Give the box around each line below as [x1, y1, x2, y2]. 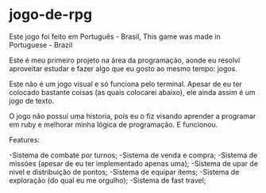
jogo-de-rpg [9, 6, 93, 24]
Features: [9, 134, 40, 144]
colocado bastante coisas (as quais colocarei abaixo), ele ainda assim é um [9, 87, 256, 96]
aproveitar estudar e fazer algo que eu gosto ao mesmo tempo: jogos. [9, 63, 237, 73]
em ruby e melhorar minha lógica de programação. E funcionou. [9, 119, 218, 129]
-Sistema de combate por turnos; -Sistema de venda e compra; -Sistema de [9, 150, 258, 160]
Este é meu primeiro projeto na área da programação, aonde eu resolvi [9, 55, 241, 65]
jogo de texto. [9, 96, 55, 105]
